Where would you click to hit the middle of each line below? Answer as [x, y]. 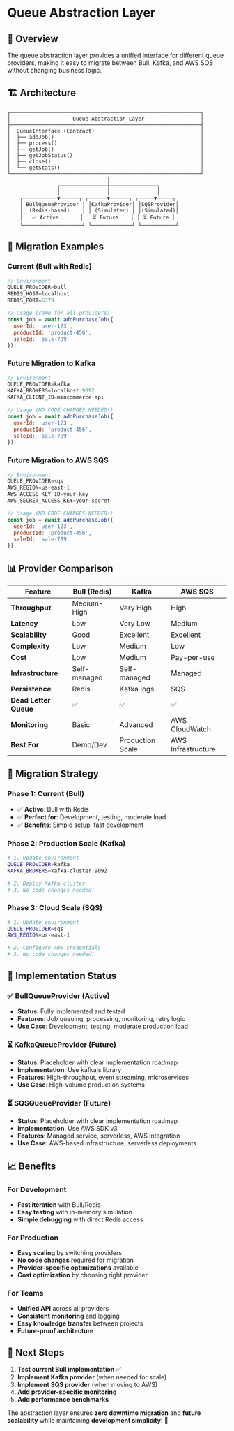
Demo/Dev [89, 745]
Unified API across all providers [63, 1308]
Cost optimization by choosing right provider [83, 1275]
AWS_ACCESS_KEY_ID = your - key [48, 494]
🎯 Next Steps [36, 1353]
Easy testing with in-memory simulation [75, 1212]
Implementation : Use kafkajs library [69, 1070]
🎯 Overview [33, 39]
